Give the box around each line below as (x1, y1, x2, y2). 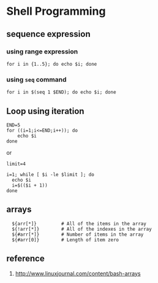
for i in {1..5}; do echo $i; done (6, 61, 97, 67)
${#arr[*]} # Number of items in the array (12, 231, 144, 238)
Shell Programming (6, 4, 106, 18)
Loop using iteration (6, 106, 85, 116)
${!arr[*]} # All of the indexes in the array (12, 226, 152, 232)
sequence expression (6, 29, 91, 39)
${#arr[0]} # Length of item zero (12, 236, 119, 243)
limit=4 (6, 161, 26, 167)
